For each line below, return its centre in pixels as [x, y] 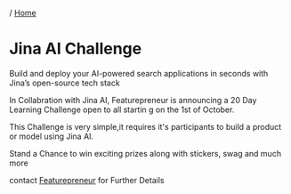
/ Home [23, 13]
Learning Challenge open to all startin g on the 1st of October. [122, 109]
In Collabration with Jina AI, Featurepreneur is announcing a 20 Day [133, 100]
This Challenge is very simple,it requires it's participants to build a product [145, 126]
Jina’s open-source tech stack [65, 83]
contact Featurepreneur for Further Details [87, 180]
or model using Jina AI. [52, 136]
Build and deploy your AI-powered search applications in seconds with [139, 73]
